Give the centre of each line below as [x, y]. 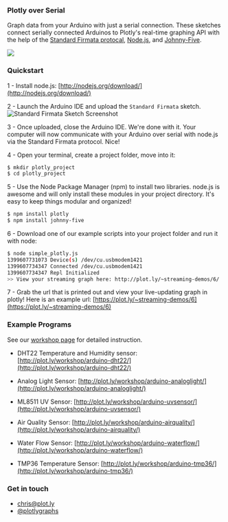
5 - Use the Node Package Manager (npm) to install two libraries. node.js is [114, 187]
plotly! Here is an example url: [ [51, 300]
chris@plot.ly [36, 503]
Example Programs [39, 325]
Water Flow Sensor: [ [47, 443]
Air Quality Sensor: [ [45, 422]
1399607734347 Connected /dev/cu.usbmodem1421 [75, 266]
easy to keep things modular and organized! [69, 202]
